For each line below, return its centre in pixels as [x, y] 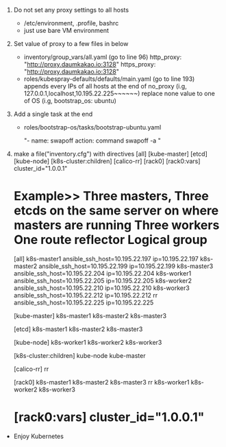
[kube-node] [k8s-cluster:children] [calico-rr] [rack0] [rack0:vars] [107, 161]
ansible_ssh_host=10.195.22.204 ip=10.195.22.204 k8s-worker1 [102, 273]
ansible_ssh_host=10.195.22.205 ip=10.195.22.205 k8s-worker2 [102, 280]
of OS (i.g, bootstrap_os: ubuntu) [70, 101]
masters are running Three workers [116, 225]
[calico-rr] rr [31, 369]
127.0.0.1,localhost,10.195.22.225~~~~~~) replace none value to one [120, 93]
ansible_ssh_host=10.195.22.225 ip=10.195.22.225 [84, 302]
